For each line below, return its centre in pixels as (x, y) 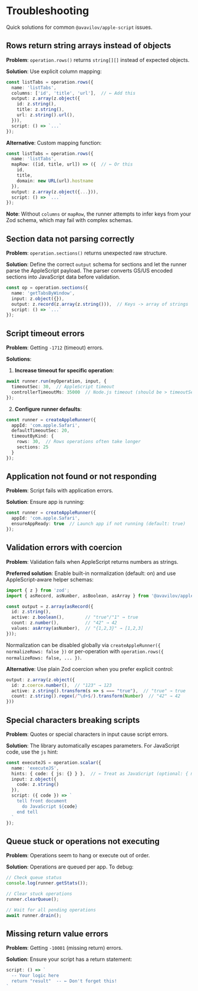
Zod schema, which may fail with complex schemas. (70, 220)
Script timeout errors (45, 333)
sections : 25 (33, 447)
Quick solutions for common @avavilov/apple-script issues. (79, 27)
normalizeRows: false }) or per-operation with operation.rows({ (85, 651)
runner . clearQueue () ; (33, 899)
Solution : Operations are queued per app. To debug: (70, 867)
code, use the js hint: (32, 752)
